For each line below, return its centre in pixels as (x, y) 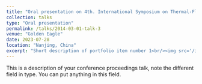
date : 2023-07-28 (28, 40)
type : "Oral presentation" (40, 23)
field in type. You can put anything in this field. (64, 74)
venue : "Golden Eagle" (35, 34)
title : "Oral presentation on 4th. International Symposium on (87, 12)
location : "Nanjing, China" (41, 46)
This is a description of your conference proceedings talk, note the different (100, 68)
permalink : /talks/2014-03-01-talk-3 (54, 28)
